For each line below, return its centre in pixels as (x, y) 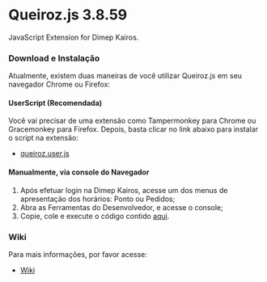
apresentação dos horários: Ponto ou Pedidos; (97, 199)
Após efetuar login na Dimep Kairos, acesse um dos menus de (124, 190)
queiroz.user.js (45, 154)
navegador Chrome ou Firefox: (59, 84)
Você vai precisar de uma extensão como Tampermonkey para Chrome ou (132, 121)
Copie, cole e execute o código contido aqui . (95, 216)
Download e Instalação (54, 58)
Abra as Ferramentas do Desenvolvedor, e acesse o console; (122, 207)
